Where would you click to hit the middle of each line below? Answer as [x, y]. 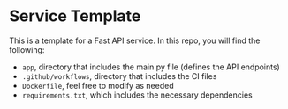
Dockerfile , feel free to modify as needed [98, 85]
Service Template [75, 16]
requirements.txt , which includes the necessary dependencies [137, 95]
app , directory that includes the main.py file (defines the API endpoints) [151, 67]
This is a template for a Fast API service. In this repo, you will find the [135, 40]
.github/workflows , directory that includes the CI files [119, 76]
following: [27, 49]
